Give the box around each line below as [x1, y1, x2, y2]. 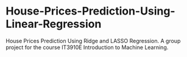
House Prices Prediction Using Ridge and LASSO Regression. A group [5, 37, 181, 44]
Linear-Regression [5, 17, 102, 31]
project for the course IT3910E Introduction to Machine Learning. [5, 44, 169, 51]
